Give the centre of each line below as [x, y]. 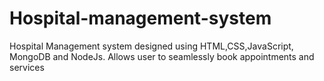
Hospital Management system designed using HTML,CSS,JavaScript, [151, 46]
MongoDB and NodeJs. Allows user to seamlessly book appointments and [162, 56]
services [27, 67]
